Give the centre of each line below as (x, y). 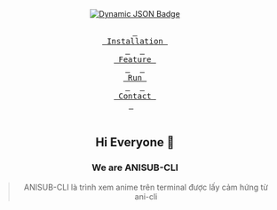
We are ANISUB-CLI (135, 167)
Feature (135, 60)
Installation (135, 41)
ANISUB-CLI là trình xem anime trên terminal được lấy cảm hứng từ (146, 187)
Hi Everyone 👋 (135, 142)
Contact (135, 96)
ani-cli (146, 196)
